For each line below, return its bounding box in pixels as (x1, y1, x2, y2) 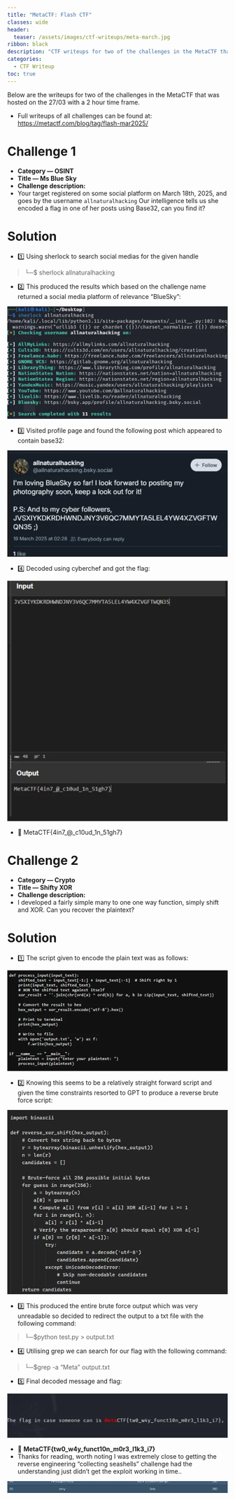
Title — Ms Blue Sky (17, 174, 77, 182)
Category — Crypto (17, 875, 76, 884)
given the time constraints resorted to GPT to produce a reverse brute (17, 1088, 219, 1097)
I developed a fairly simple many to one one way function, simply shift (17, 898, 219, 906)
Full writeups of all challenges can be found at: (17, 111, 152, 120)
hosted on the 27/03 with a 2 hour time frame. (7, 98, 140, 106)
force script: (17, 1096, 53, 1104)
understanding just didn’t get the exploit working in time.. (17, 1467, 182, 1475)
